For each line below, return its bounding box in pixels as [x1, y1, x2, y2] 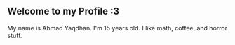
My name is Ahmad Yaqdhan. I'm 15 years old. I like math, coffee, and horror [7, 24, 228, 32]
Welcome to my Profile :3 [7, 6, 120, 17]
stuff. [7, 31, 22, 39]
